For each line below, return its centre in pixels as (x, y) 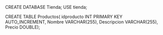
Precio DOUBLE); (23, 27)
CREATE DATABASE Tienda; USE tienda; (46, 7)
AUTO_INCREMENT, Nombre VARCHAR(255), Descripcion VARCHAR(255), (81, 22)
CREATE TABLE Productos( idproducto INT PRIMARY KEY (64, 17)
